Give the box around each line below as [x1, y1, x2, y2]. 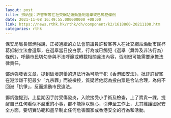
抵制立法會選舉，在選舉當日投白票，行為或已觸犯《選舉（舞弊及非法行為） [9, 47, 166, 53]
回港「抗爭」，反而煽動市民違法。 [5, 83, 75, 90]
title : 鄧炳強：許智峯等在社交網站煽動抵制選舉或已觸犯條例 [5, 12, 116, 17]
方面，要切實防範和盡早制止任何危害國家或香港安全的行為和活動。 [9, 107, 148, 113]
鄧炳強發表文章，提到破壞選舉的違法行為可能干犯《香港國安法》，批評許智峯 [5, 71, 164, 77]
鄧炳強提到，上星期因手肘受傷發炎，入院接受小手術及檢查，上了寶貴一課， [5, 95, 161, 101]
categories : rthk [5, 26, 42, 32]
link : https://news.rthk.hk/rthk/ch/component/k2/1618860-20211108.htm [5, 21, 160, 27]
